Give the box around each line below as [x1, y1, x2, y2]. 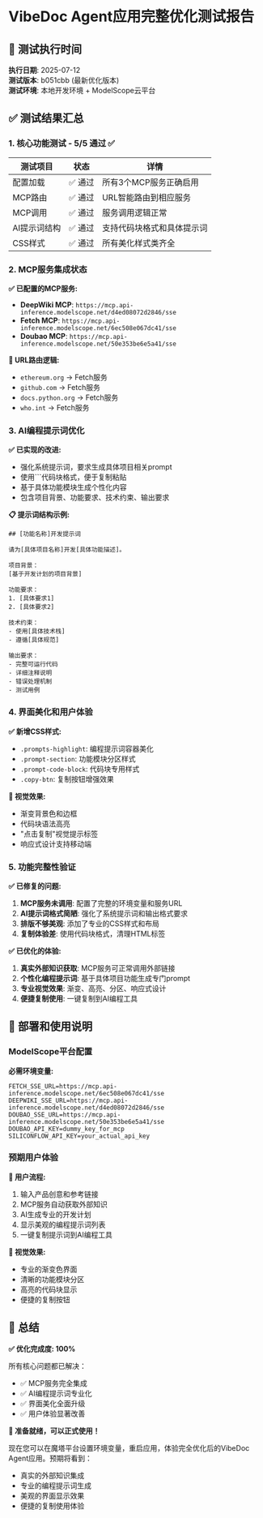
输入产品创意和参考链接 [19, 1189, 99, 1199]
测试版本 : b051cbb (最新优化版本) [8, 75, 120, 85]
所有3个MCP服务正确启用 [102, 176, 199, 187]
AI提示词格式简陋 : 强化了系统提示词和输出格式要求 [19, 908, 189, 918]
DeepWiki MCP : [19, 299, 74, 309]
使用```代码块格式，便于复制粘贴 [19, 472, 127, 482]
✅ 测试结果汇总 [8, 111, 84, 126]
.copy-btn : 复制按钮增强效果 [19, 774, 115, 783]
